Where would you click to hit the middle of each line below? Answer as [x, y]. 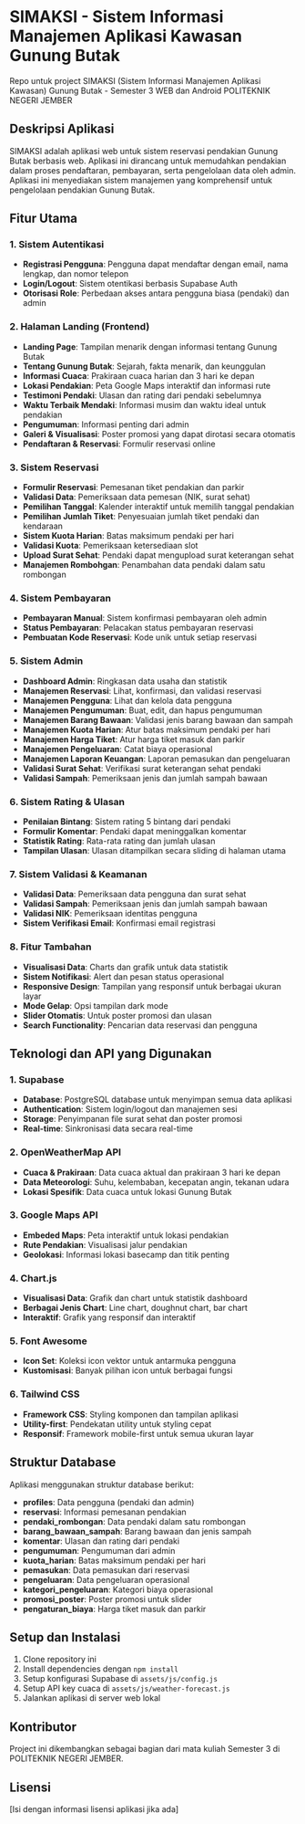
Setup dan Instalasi [65, 1637]
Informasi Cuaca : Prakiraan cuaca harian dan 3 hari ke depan [138, 375]
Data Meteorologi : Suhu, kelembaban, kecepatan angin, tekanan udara [156, 1182]
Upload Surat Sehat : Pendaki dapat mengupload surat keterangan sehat [158, 555]
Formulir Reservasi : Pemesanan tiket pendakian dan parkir [133, 487]
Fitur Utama [44, 219]
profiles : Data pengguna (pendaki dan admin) [108, 1502]
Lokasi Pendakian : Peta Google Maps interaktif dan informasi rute [147, 385]
